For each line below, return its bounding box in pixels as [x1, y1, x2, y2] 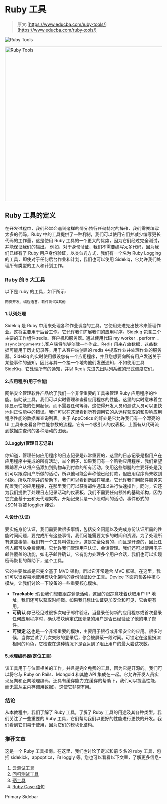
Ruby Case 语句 [12, 783, 45, 789]
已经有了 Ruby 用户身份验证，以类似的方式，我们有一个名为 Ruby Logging [9, 250, 161, 256]
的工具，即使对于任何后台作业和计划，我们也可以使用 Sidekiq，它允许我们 [5, 256, 157, 262]
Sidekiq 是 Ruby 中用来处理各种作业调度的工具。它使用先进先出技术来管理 [5, 323, 157, 329]
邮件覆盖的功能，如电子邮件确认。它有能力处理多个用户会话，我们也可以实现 [5, 551, 162, 557]
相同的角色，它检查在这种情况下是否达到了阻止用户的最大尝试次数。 [12, 640, 152, 647]
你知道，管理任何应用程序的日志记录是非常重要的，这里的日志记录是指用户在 [5, 452, 162, 458]
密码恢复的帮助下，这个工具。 [5, 557, 66, 563]
